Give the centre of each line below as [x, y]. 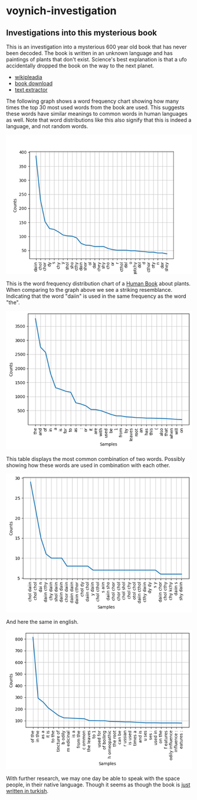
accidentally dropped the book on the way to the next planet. [80, 66]
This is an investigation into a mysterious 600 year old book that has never [96, 47]
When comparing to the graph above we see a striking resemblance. [89, 290]
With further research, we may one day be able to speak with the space [93, 778]
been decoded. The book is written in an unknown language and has [89, 53]
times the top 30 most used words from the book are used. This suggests [95, 107]
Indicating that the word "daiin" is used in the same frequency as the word [96, 296]
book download [34, 83]
